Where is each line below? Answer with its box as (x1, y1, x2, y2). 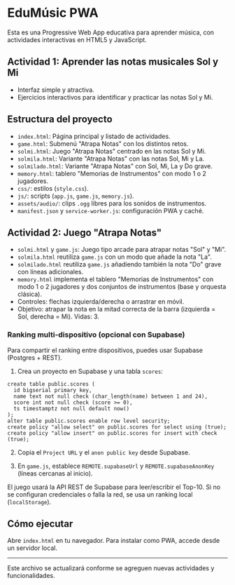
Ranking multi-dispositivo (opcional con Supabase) (7, 330, 185, 339)
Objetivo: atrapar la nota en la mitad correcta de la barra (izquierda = (17, 305, 216, 314)
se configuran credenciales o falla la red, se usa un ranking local (7, 490, 193, 499)
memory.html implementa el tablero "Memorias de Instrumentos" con (17, 275, 214, 283)
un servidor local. (7, 544, 58, 552)
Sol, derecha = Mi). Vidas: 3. (17, 312, 100, 321)
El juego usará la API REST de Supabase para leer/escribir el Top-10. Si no (7, 483, 221, 491)
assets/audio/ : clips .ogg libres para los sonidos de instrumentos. (17, 199, 207, 208)
